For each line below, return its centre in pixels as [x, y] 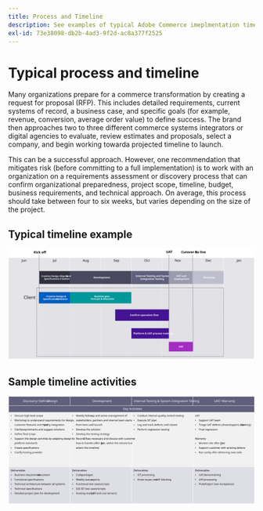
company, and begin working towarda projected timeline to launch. [116, 144]
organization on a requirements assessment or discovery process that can [128, 176]
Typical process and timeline [104, 72]
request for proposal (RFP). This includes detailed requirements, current [124, 103]
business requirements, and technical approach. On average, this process [127, 193]
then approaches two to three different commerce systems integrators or [126, 128]
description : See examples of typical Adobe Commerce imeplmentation [124, 25]
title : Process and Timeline [56, 16]
